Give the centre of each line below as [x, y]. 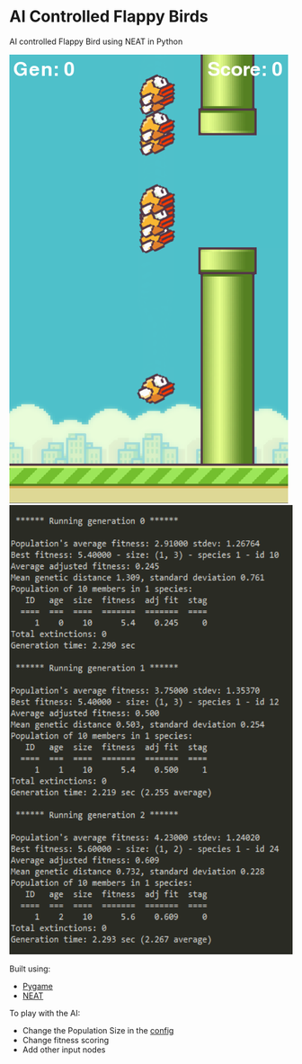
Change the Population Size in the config [98, 1030]
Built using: [30, 969]
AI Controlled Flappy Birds [109, 17]
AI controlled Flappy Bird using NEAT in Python [96, 41]
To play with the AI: [45, 1013]
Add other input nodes [64, 1050]
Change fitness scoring [66, 1040]
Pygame [38, 986]
